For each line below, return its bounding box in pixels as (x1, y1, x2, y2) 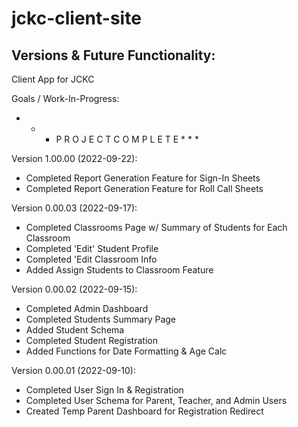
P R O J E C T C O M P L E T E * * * (55, 133, 199, 145)
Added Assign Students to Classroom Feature (25, 264, 214, 276)
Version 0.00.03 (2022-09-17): (11, 202, 138, 214)
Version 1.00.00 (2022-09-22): (11, 153, 138, 164)
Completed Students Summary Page (25, 313, 177, 325)
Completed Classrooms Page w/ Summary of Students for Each (25, 222, 288, 233)
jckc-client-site (11, 7, 142, 30)
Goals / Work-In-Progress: (11, 93, 120, 104)
